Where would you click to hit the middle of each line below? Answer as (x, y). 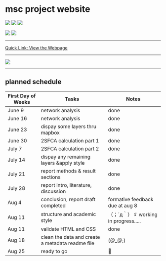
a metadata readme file (68, 243)
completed (53, 205)
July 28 (17, 188)
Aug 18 (16, 240)
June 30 (17, 140)
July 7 (15, 148)
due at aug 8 (123, 205)
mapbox (50, 132)
